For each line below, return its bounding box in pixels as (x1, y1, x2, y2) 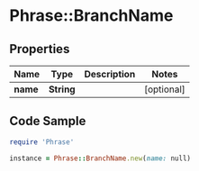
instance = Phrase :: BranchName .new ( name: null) (9, 154, 192, 163)
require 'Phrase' (9, 137, 75, 147)
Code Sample (9, 113, 86, 129)
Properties (9, 41, 70, 57)
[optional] (143, 83, 186, 95)
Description (84, 68, 136, 80)
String (48, 83, 76, 95)
